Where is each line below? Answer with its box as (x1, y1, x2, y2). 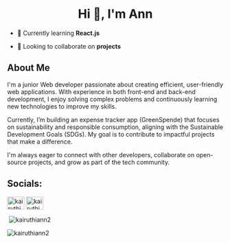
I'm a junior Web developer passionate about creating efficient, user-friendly (7, 80, 224, 89)
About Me (7, 62, 50, 74)
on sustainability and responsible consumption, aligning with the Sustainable (7, 123, 224, 131)
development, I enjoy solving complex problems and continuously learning (7, 95, 218, 103)
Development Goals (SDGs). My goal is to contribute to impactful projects (7, 130, 215, 138)
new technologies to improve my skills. (7, 102, 117, 111)
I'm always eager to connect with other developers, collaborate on (7, 150, 195, 159)
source (7, 158, 27, 166)
